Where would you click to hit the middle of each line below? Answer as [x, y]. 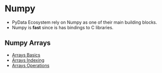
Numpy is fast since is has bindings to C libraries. [63, 27]
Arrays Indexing [28, 60]
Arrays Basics [26, 55]
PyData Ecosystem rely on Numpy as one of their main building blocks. [84, 22]
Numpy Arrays [28, 43]
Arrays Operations [31, 65]
